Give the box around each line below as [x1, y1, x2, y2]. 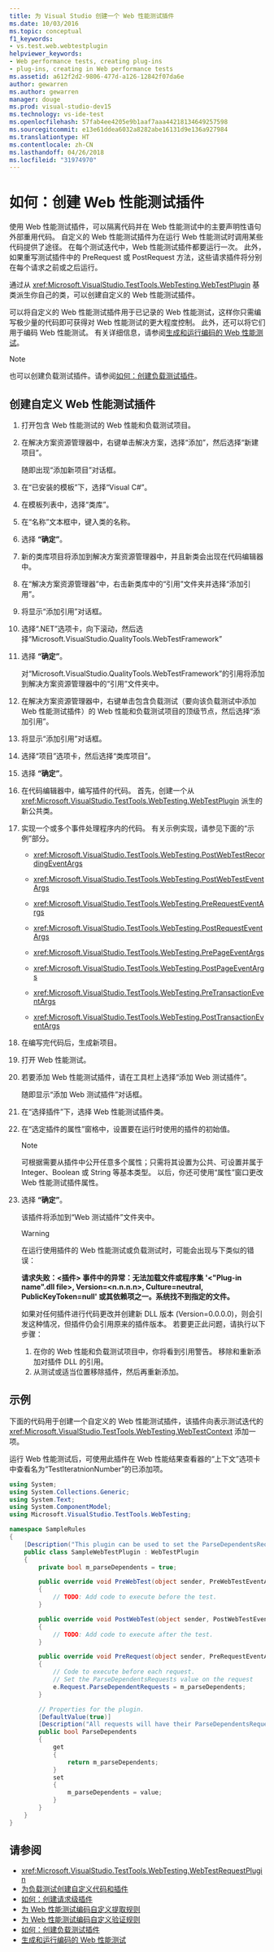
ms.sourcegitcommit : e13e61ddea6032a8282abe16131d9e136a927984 [9, 125, 228, 134]
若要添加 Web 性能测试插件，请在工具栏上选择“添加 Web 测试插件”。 [20, 1073, 251, 1081]
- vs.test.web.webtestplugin [9, 42, 108, 50]
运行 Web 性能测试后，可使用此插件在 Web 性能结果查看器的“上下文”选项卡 [9, 1454, 261, 1463]
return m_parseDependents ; [67, 1758, 159, 1766]
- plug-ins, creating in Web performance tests [9, 65, 174, 73]
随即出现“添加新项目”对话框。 [20, 465, 121, 475]
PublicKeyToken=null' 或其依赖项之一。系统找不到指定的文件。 [20, 1292, 235, 1301]
